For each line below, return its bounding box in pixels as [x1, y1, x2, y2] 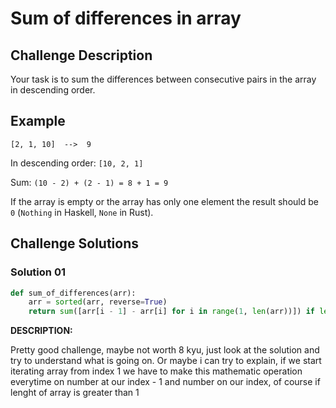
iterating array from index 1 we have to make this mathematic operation [10, 365, 303, 377]
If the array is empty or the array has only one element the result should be [10, 195, 319, 207]
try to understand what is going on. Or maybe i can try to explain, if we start [10, 355, 322, 367]
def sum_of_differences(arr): [10, 288, 137, 298]
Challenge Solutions [10, 235, 140, 252]
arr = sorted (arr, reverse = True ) [28, 297, 168, 307]
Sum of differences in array [10, 7, 242, 30]
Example [10, 113, 66, 130]
